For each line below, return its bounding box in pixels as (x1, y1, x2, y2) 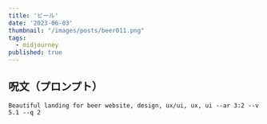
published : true (8, 48, 62, 56)
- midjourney (15, 41, 59, 49)
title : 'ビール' (8, 11, 59, 20)
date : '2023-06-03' (8, 19, 74, 27)
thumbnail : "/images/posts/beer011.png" (8, 26, 145, 34)
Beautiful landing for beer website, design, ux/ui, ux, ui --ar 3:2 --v (8, 101, 260, 110)
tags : (8, 33, 26, 42)
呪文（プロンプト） (8, 80, 103, 94)
